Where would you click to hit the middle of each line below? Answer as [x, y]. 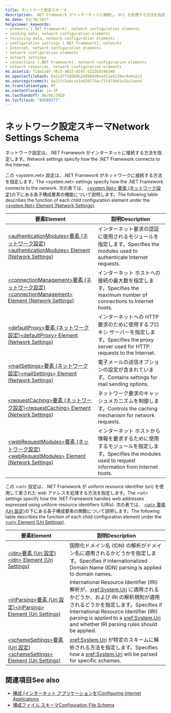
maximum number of [123, 295]
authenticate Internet [123, 257]
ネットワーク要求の [121, 393]
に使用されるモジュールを [128, 236]
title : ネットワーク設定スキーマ [36, 10]
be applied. [83, 631]
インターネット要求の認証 [129, 229]
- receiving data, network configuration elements [60, 39]
